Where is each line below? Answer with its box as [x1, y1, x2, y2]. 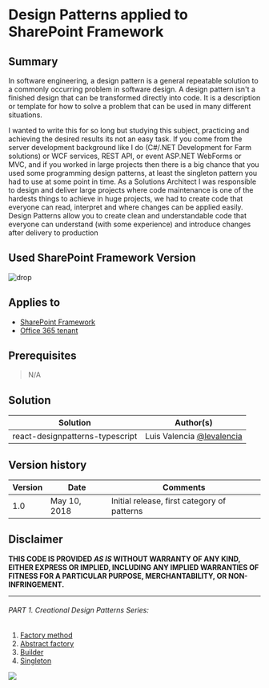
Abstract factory [19, 639, 74, 649]
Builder [19, 648, 44, 657]
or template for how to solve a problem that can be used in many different [8, 102, 251, 111]
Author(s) [175, 417, 214, 429]
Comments [163, 482, 206, 493]
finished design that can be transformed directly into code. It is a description [8, 93, 261, 102]
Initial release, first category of [110, 495, 227, 507]
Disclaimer [8, 532, 63, 547]
